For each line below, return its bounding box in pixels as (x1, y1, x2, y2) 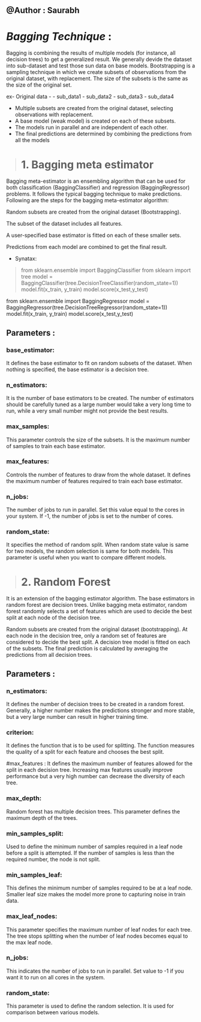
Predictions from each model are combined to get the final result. (6, 244, 167, 251)
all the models (14, 137, 50, 144)
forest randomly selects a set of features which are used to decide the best (6, 608, 192, 615)
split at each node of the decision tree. (6, 614, 102, 621)
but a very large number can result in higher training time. (6, 713, 149, 721)
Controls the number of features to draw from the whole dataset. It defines (6, 471, 191, 478)
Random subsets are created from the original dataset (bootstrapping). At (6, 626, 188, 633)
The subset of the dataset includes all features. (6, 220, 123, 227)
